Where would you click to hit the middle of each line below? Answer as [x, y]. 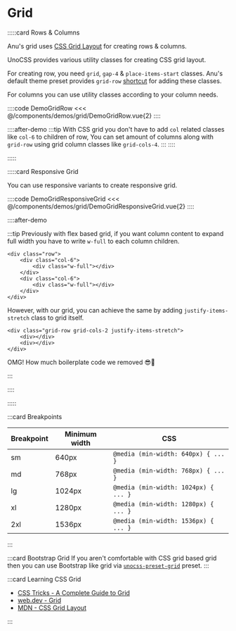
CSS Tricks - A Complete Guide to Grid [73, 592]
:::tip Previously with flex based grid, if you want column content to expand [116, 233]
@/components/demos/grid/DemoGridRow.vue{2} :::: [84, 115]
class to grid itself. [58, 318]
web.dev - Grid [39, 600]
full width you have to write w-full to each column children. [93, 241]
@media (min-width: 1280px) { [164, 504]
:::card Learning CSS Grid [44, 579]
